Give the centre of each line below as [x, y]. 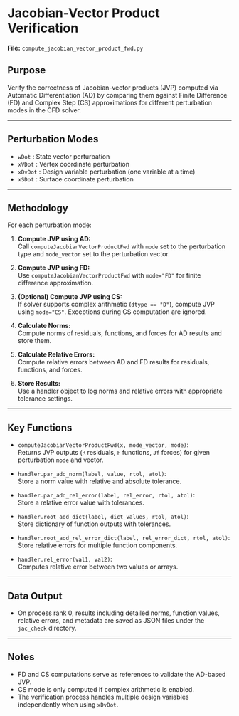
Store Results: [39, 384]
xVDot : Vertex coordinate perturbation [74, 164]
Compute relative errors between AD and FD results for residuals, [113, 362]
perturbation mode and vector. [60, 460]
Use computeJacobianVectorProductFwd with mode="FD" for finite [109, 275]
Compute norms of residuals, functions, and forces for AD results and [119, 333]
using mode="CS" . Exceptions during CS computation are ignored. [112, 312]
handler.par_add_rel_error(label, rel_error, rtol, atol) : [106, 495]
